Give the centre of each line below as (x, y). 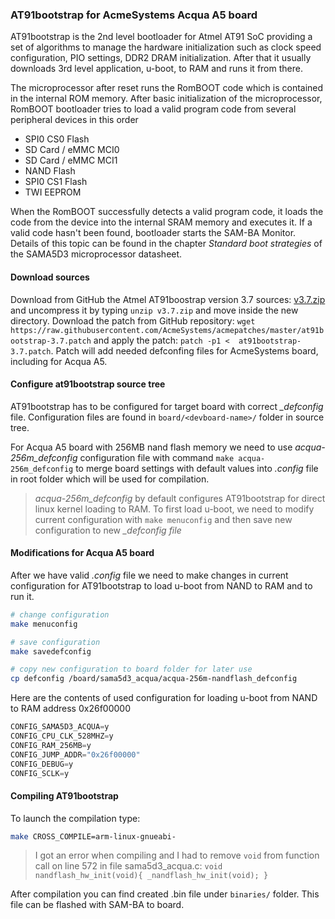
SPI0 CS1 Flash (56, 182)
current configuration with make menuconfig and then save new (163, 519)
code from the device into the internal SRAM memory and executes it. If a (161, 222)
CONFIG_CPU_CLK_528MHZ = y (62, 736)
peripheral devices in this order (74, 120)
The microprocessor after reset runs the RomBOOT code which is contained (167, 88)
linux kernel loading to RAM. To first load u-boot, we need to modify (174, 509)
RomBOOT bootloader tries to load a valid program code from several (153, 109)
